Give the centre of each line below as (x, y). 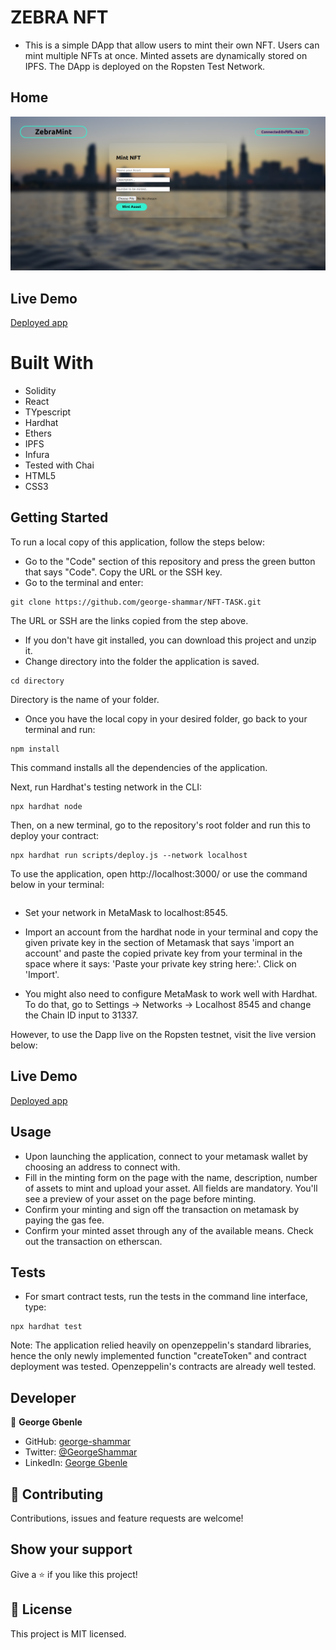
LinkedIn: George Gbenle (76, 1463)
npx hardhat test (46, 1327)
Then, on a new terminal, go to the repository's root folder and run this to (160, 825)
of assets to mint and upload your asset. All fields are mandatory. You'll (171, 1188)
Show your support (71, 1549)
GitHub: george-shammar (78, 1442)
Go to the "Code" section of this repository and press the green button (170, 561)
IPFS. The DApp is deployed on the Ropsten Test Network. (145, 66)
